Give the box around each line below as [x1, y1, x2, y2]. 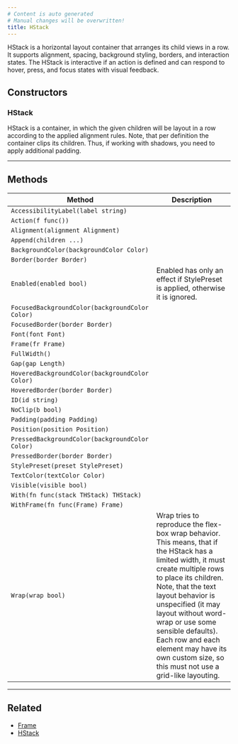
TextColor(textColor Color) [11, 471, 106, 480]
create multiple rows [156, 564, 225, 573]
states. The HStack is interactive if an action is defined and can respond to [7, 58, 225, 67]
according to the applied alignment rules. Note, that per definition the [7, 131, 209, 140]
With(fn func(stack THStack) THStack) [11, 491, 142, 499]
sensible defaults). [156, 626, 218, 636]
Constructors [7, 86, 68, 98]
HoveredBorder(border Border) [11, 386, 113, 394]
